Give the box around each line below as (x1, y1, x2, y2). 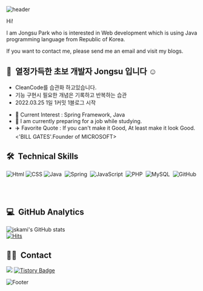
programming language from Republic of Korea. (6, 36, 125, 42)
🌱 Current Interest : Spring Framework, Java (15, 111, 125, 118)
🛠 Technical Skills (6, 152, 79, 162)
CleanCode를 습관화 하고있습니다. (15, 84, 97, 91)
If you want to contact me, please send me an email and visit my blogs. (6, 47, 184, 55)
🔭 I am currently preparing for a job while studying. (15, 117, 142, 124)
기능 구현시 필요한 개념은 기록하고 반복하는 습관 (15, 91, 127, 98)
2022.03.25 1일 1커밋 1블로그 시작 (15, 99, 96, 106)
